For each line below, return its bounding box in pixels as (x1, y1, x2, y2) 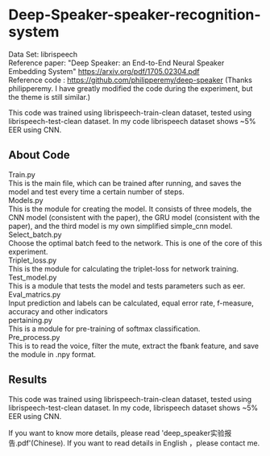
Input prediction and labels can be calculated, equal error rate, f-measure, (8, 298, 254, 308)
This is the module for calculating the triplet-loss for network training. (8, 263, 239, 273)
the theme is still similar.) (8, 92, 91, 102)
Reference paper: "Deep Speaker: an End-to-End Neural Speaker (8, 58, 225, 68)
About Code (8, 148, 70, 162)
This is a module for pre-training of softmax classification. (8, 324, 201, 334)
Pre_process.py (8, 332, 60, 342)
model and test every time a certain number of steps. (8, 187, 185, 197)
